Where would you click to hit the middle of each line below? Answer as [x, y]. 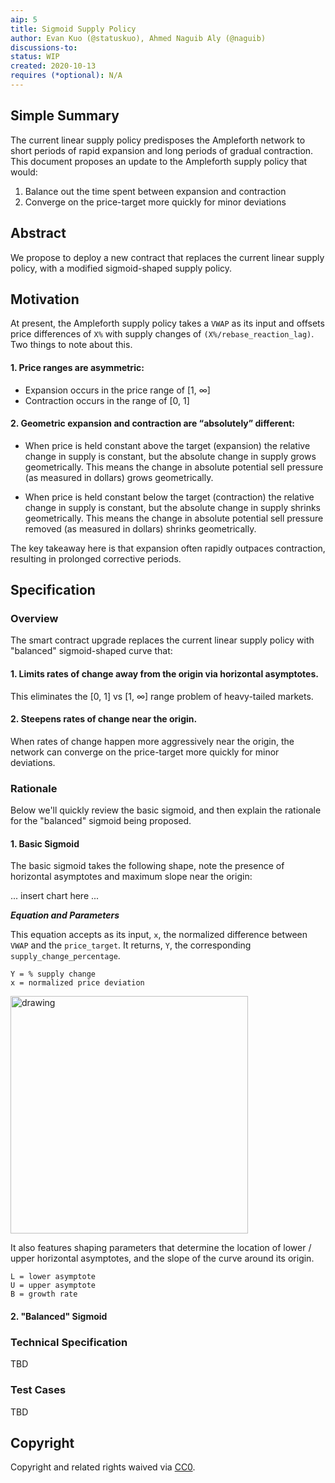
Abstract [38, 233]
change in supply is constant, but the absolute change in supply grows [170, 456]
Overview [34, 619]
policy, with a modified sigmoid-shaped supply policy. [121, 268]
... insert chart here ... [55, 896]
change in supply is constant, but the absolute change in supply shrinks [173, 507]
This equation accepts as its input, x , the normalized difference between [159, 935]
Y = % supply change [53, 974]
